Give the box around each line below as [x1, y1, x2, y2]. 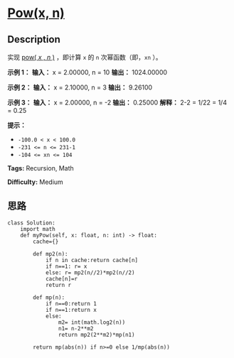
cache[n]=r [45, 275, 78, 282]
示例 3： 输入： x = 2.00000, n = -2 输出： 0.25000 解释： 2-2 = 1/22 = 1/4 [7, 98, 228, 107]
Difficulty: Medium [7, 178, 64, 186]
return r [45, 281, 72, 288]
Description [7, 33, 60, 45]
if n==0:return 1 [45, 300, 97, 307]
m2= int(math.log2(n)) [58, 318, 126, 326]
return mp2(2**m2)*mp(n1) [58, 331, 135, 338]
